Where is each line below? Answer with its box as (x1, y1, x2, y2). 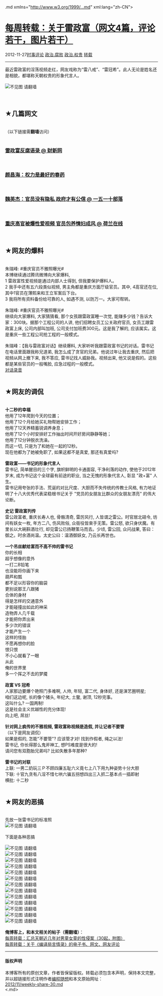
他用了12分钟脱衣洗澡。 (5, 437, 52, 443)
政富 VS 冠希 (5, 682, 31, 688)
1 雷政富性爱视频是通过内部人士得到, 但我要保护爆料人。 (5, 278, 117, 283)
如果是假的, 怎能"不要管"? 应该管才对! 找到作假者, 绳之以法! (5, 735, 123, 741)
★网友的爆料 (5, 247, 44, 255)
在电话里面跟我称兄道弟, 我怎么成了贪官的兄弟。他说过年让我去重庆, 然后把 (5, 349, 154, 355)
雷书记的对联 (5, 759, 31, 765)
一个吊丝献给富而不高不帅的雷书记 (5, 543, 73, 549)
